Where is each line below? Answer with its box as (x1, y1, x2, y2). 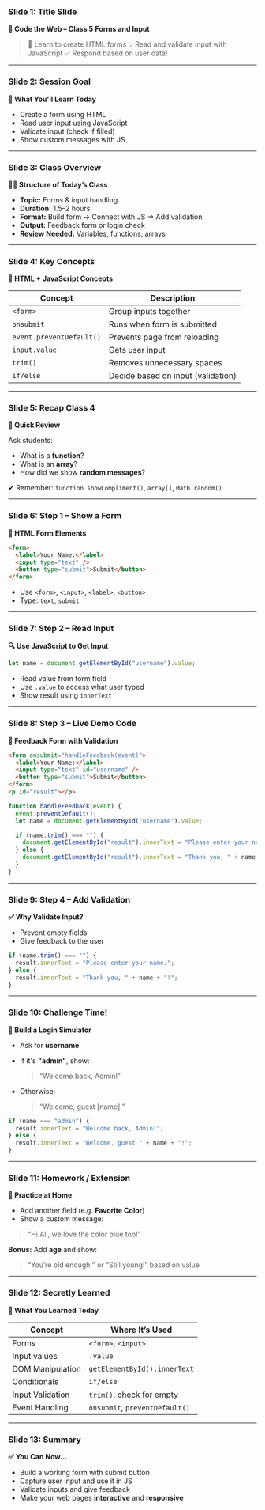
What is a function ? (19, 451, 84, 460)
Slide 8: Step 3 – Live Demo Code (8, 718, 136, 729)
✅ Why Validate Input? (8, 912, 84, 922)
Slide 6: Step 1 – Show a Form (8, 510, 122, 521)
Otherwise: (19, 1086, 56, 1096)
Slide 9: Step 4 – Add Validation (8, 894, 131, 905)
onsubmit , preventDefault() (88, 1402, 191, 1413)
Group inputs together (109, 306, 191, 317)
